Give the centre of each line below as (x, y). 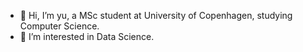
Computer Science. (59, 26)
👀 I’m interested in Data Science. (87, 36)
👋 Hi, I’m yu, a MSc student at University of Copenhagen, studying (156, 15)
